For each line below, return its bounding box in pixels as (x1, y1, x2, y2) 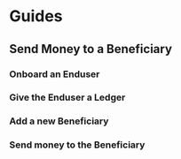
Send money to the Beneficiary (9, 139, 146, 151)
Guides (9, 6, 64, 26)
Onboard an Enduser (9, 68, 100, 80)
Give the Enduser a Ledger (9, 91, 126, 103)
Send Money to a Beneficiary (9, 42, 173, 57)
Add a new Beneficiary (9, 115, 109, 127)
